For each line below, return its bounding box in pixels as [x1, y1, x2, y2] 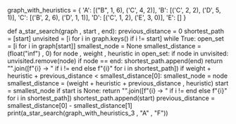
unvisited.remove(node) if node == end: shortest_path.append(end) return [7, 57, 223, 65]
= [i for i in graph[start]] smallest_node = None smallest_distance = [7, 42, 202, 50]
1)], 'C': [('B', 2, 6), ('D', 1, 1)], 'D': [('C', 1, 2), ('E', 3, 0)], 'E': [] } [7, 13, 187, 22]
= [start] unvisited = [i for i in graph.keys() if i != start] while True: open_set [7, 34, 224, 43]
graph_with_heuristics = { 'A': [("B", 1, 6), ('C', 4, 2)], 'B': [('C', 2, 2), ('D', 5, [7, 6, 221, 14]
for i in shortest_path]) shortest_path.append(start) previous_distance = [7, 94, 216, 102]
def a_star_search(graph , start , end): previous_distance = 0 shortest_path [7, 27, 224, 35]
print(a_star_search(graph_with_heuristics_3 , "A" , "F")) [7, 109, 168, 117]
